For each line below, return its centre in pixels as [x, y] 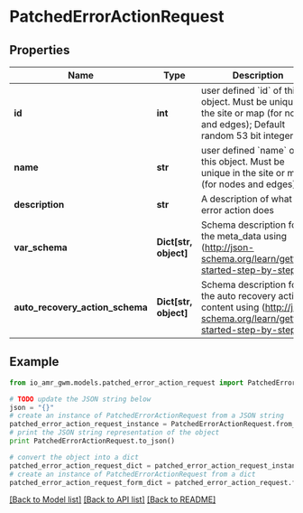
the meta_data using [244, 236]
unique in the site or [243, 173]
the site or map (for [242, 113]
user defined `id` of [242, 90]
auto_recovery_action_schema [81, 307]
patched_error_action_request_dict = [80, 466]
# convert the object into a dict [74, 457]
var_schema [41, 247]
